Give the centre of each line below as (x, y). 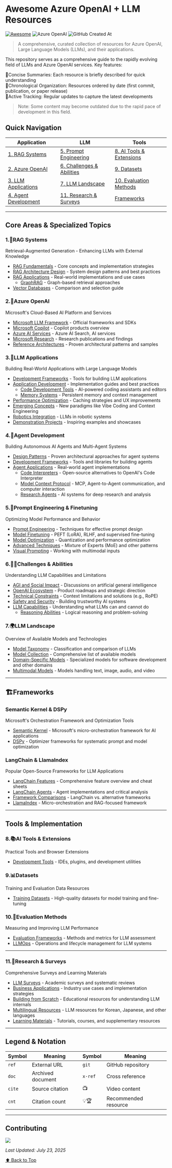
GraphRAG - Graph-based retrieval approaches (70, 283)
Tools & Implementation (44, 823)
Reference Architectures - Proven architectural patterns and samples (85, 344)
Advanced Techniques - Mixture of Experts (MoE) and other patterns (85, 545)
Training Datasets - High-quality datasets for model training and (80, 898)
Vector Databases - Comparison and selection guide (68, 288)
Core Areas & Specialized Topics (58, 225)
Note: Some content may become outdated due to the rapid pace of (89, 106)
